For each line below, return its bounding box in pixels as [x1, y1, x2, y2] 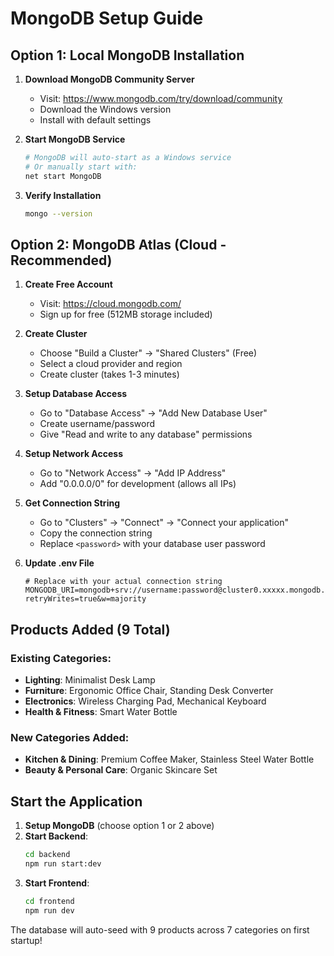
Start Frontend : [24, 877, 90, 889]
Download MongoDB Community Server [24, 73, 195, 85]
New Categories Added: [10, 730, 130, 744]
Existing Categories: [10, 651, 112, 665]
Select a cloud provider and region [39, 358, 183, 370]
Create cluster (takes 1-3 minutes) [39, 368, 180, 381]
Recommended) [10, 252, 113, 269]
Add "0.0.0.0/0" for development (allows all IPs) [39, 478, 237, 490]
